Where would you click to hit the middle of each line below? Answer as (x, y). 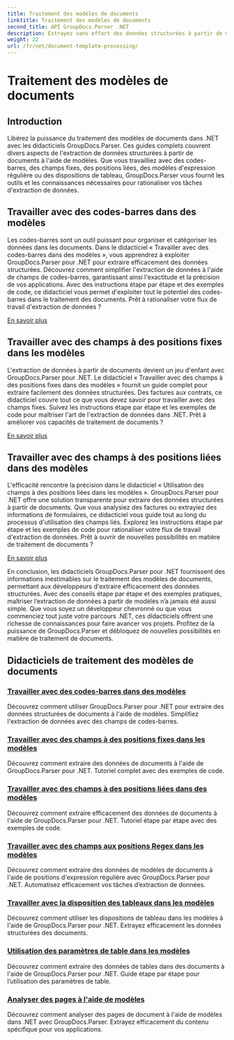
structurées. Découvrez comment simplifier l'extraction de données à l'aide (115, 269)
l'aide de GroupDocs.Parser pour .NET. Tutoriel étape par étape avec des (112, 820)
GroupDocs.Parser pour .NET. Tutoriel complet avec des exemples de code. (116, 771)
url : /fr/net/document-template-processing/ (73, 46)
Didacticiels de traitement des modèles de (100, 660)
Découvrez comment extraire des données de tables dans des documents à (116, 966)
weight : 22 (23, 40)
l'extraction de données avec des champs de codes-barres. (93, 721)
